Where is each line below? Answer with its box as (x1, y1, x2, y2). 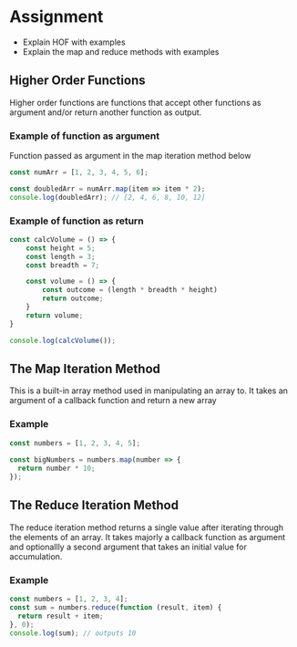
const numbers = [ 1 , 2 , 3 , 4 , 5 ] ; (9, 438, 141, 448)
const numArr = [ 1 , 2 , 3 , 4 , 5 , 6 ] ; (9, 168, 148, 177)
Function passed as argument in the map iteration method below (9, 151, 251, 162)
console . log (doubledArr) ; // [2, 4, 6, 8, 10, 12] (9, 193, 206, 202)
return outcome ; (42, 294, 104, 303)
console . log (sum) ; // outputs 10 (9, 628, 137, 638)
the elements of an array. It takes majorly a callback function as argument (9, 531, 286, 542)
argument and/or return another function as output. (9, 107, 202, 118)
